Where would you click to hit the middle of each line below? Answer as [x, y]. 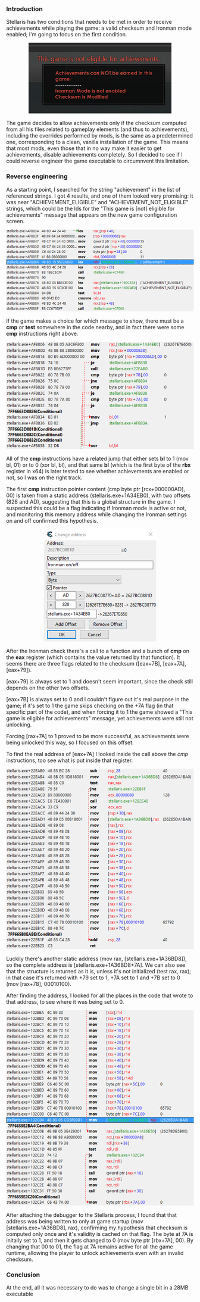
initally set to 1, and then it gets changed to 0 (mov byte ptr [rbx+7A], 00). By [100, 1240]
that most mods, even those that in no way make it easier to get [84, 148]
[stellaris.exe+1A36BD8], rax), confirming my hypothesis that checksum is [97, 1228]
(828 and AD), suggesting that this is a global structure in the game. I [91, 502]
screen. [15, 221]
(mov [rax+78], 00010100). [39, 984]
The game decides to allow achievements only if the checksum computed [97, 123]
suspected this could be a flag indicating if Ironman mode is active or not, [96, 508]
